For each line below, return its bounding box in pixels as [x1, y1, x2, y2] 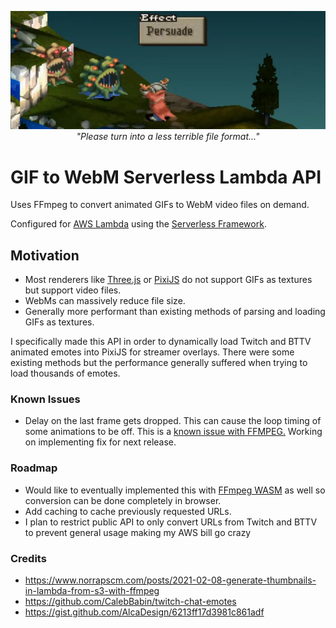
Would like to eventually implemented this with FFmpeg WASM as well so [24, 484, 326, 496]
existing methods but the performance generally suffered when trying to [10, 357, 308, 369]
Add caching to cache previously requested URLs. [24, 505, 232, 517]
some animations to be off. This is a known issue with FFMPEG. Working [24, 426, 323, 438]
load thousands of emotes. [10, 367, 121, 380]
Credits [10, 551, 47, 565]
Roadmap [10, 461, 58, 475]
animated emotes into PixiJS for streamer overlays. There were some [10, 346, 295, 358]
